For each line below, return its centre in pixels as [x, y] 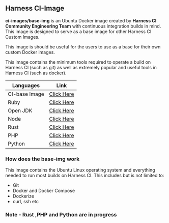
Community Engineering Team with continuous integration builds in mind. [83, 26]
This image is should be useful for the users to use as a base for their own [83, 47]
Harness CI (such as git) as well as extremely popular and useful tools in [81, 67]
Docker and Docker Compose [44, 191]
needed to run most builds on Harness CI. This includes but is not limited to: [85, 176]
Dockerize [23, 196]
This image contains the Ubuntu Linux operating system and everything [80, 170]
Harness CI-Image [35, 8]
